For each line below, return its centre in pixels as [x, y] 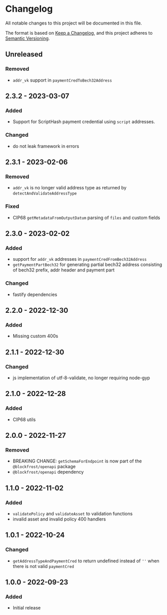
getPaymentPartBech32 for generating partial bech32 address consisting [87, 265]
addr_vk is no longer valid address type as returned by [69, 188]
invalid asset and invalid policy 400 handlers [59, 519]
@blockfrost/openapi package [44, 466]
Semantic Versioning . [27, 38]
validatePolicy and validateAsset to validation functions [73, 514]
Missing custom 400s [35, 336]
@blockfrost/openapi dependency [48, 472]
